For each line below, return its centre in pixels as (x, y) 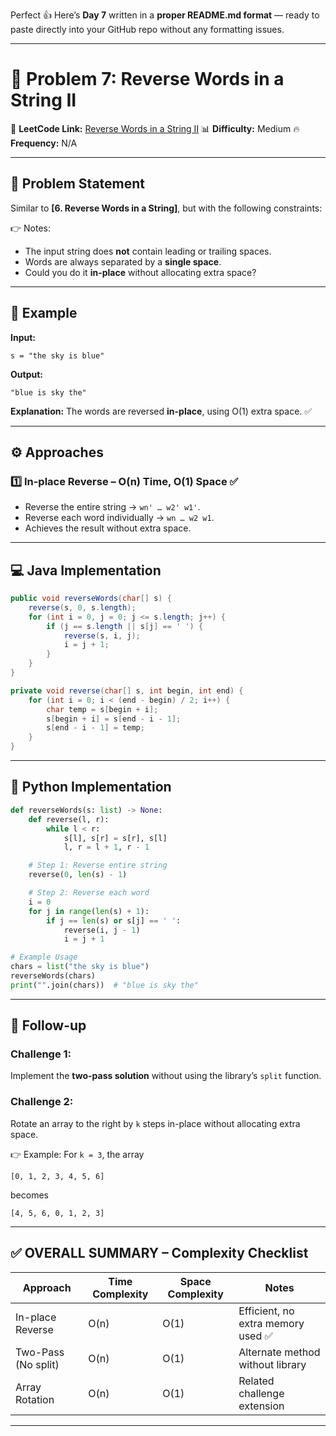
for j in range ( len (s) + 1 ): (89, 911)
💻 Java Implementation (86, 570)
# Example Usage (44, 957)
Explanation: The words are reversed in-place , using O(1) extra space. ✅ (161, 411)
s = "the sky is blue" (57, 355)
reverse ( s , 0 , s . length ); (82, 607)
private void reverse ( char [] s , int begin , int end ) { (127, 690)
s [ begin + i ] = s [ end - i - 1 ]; (114, 719)
